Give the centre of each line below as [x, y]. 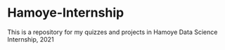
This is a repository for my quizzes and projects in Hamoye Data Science [112, 32]
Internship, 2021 [31, 39]
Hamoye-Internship [66, 13]
